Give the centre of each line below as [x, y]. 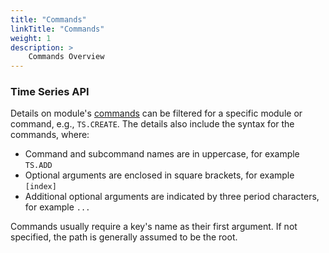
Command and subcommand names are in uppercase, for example [162, 154]
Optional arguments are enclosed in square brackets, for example [159, 175]
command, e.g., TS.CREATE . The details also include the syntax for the [152, 124]
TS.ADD [38, 166]
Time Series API [50, 92]
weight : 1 [31, 38]
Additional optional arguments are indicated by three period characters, [172, 197]
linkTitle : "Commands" [57, 29]
